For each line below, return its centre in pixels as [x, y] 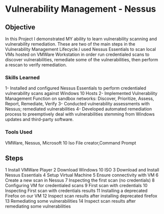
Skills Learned [23, 77]
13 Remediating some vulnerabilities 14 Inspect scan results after [70, 201]
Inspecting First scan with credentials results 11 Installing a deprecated [76, 191]
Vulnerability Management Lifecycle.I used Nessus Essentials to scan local [81, 49]
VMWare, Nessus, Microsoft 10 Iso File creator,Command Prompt [71, 143]
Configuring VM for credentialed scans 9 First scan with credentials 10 [76, 186]
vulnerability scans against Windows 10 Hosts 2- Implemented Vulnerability [81, 94]
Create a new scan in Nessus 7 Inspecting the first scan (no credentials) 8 [80, 180]
